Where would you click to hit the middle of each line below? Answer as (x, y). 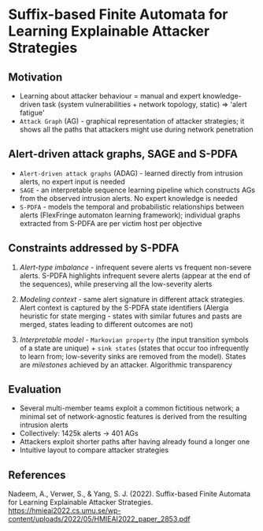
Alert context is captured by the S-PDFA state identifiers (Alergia (124, 307)
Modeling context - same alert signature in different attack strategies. (132, 299)
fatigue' (32, 113)
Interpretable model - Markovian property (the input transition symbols (134, 340)
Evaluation (35, 390)
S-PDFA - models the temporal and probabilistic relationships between (132, 206)
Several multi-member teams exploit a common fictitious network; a (130, 408)
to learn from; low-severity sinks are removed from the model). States (133, 356)
